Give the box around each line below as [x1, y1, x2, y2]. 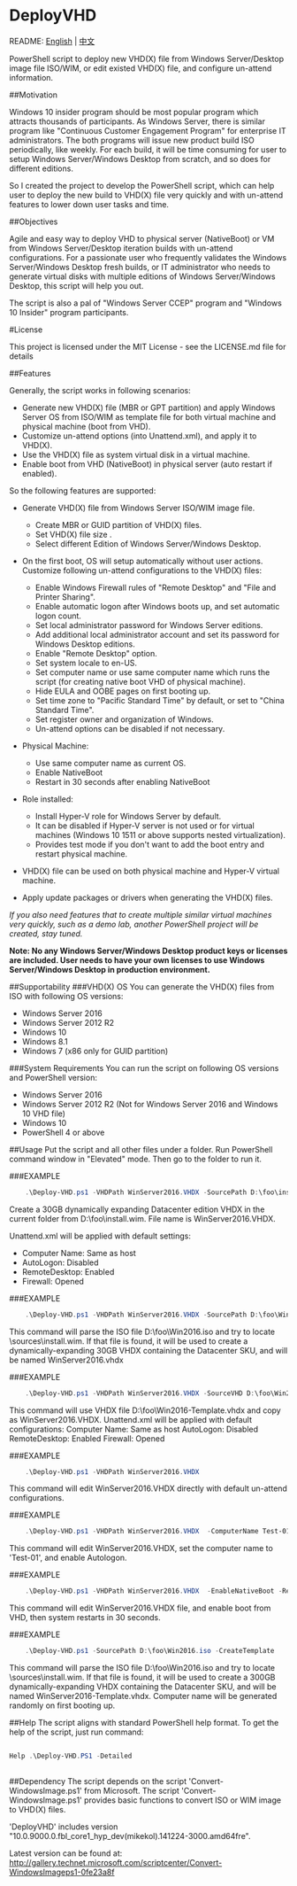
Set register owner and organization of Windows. [34, 714, 214, 725]
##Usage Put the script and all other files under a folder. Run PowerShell [9, 1144, 273, 1154]
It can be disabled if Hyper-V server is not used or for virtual [34, 820, 255, 831]
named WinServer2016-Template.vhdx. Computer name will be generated [9, 1691, 278, 1702]
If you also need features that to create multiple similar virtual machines [9, 909, 272, 920]
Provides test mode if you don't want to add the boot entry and [34, 839, 265, 850]
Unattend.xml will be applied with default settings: [9, 1230, 192, 1241]
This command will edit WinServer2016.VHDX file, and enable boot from [9, 1603, 271, 1613]
